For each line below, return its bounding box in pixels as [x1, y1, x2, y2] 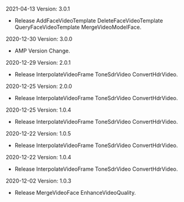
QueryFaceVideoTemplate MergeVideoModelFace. [14, 24, 142, 31]
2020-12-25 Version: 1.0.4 [6, 106, 72, 114]
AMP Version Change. [14, 47, 71, 54]
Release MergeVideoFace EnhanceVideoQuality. [14, 189, 136, 196]
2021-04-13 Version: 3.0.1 [6, 5, 70, 12]
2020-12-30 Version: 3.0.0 [6, 35, 73, 42]
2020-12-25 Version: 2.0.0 [6, 82, 73, 90]
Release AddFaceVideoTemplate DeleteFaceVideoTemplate [14, 17, 163, 24]
